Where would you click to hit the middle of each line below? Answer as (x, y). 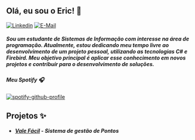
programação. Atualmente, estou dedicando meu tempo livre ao (88, 45)
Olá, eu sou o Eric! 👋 (44, 11)
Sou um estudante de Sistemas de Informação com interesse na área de (98, 39)
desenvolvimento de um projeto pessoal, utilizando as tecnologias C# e (97, 52)
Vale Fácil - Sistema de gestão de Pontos (67, 131)
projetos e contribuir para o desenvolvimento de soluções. (80, 64)
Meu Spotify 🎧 (25, 80)
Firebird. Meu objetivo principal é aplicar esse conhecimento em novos (96, 58)
